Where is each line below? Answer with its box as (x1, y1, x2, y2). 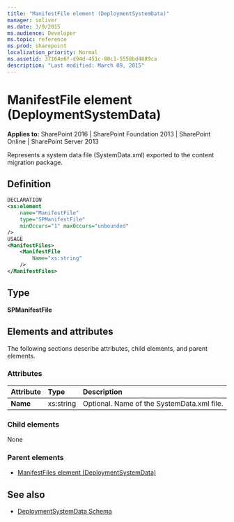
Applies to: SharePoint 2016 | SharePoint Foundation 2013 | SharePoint (7, 129, 211, 138)
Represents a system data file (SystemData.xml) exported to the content (7, 150, 214, 159)
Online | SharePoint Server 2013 (7, 137, 99, 145)
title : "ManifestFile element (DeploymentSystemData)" (7, 10, 170, 17)
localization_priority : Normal (7, 49, 98, 56)
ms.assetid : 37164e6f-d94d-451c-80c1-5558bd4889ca (7, 56, 157, 63)
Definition (7, 178, 51, 190)
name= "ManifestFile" (19, 209, 79, 216)
